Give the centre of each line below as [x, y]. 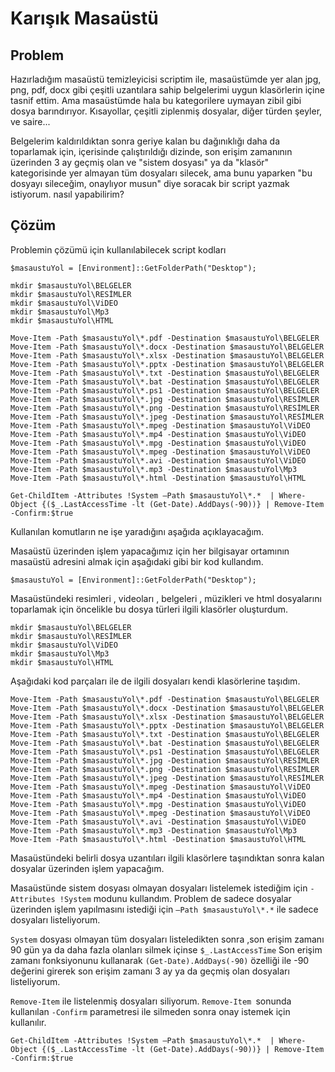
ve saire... [30, 121]
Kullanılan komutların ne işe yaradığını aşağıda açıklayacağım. [137, 531]
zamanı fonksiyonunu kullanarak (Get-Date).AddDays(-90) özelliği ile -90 [160, 960]
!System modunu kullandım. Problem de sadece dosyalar [175, 898]
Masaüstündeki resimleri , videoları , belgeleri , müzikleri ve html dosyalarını [166, 598]
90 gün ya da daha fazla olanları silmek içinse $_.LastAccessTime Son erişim [166, 949]
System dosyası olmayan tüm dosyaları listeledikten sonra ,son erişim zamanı [167, 939]
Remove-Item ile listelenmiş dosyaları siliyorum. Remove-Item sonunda [151, 1001]
